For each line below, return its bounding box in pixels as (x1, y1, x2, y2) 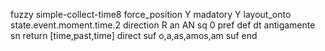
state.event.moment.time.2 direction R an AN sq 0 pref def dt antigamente (10, 19, 316, 31)
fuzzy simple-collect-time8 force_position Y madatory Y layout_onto (10, 9, 292, 20)
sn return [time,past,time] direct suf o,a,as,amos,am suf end (10, 30, 258, 41)
